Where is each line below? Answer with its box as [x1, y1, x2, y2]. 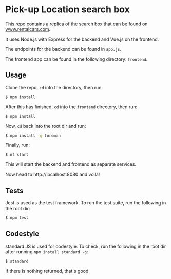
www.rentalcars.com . [5, 26, 51, 32]
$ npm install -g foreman [5, 133, 61, 138]
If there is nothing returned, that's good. [5, 268, 90, 274]
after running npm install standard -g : [5, 248, 88, 255]
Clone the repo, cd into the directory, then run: [5, 84, 103, 90]
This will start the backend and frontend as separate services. [5, 161, 137, 168]
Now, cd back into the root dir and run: [5, 123, 86, 129]
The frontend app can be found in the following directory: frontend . [5, 55, 148, 62]
